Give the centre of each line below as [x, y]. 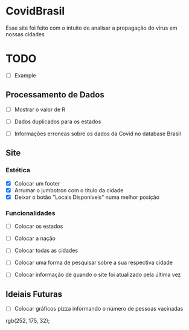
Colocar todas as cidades [46, 251]
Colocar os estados [39, 226]
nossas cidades [25, 34]
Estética [18, 170]
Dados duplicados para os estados [58, 121]
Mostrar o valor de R [40, 109]
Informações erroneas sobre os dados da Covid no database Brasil [98, 134]
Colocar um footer [37, 183]
